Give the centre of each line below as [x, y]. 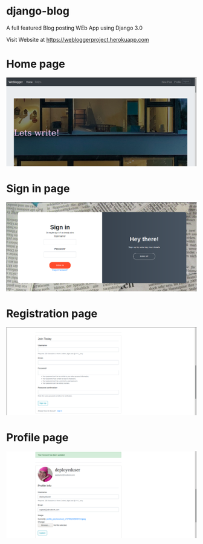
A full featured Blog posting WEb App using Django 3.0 [75, 28]
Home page [36, 64]
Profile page [37, 438]
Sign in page [38, 188]
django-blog [38, 11]
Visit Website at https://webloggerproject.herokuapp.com [78, 39]
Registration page [52, 313]
